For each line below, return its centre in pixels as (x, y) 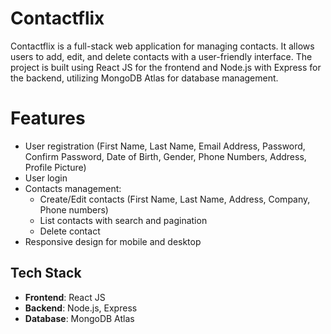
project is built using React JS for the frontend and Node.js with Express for (166, 67)
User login (46, 178)
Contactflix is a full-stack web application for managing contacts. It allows (162, 46)
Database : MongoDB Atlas (79, 318)
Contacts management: (73, 188)
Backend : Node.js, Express (81, 308)
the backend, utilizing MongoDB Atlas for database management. (144, 78)
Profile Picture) (55, 167)
